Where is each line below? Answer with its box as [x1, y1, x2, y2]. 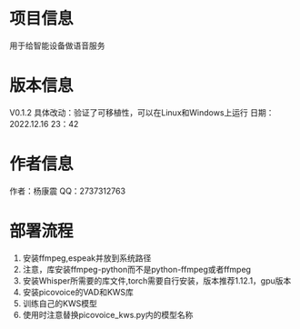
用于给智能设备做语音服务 [9, 40, 105, 51]
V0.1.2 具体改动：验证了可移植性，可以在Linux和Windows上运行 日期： [9, 106, 275, 118]
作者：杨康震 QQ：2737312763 [9, 185, 125, 196]
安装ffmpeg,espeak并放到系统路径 [22, 252, 152, 264]
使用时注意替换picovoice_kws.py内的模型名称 [22, 309, 194, 320]
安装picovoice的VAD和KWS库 [22, 286, 135, 297]
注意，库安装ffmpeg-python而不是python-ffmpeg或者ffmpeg [22, 264, 252, 274]
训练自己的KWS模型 [22, 297, 97, 309]
